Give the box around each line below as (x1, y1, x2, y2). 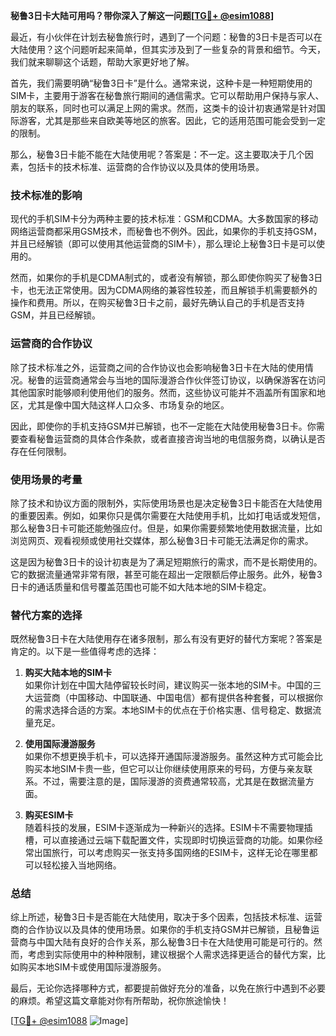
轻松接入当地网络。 (42, 859, 122, 871)
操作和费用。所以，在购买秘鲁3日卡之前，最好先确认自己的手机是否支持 (10, 297, 305, 309)
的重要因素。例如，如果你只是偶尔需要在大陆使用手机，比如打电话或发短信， (10, 509, 326, 521)
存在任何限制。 (10, 445, 72, 457)
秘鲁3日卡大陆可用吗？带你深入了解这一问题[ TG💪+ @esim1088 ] (10, 10, 275, 21)
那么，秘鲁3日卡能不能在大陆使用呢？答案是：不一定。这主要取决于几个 (10, 149, 305, 160)
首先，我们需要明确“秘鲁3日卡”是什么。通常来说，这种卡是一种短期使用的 (10, 77, 313, 89)
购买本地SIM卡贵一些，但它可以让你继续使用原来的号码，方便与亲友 (24, 763, 305, 775)
